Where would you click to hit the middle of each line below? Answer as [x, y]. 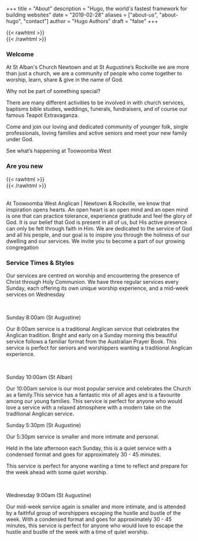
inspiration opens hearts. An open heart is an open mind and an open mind [97, 209]
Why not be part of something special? [53, 91]
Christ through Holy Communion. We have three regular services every [92, 281]
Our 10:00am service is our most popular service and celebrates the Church [98, 388]
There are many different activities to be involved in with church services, [95, 103]
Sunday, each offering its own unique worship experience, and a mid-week [98, 288]
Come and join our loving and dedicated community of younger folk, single [97, 127]
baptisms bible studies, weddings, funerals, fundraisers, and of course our [97, 109]
